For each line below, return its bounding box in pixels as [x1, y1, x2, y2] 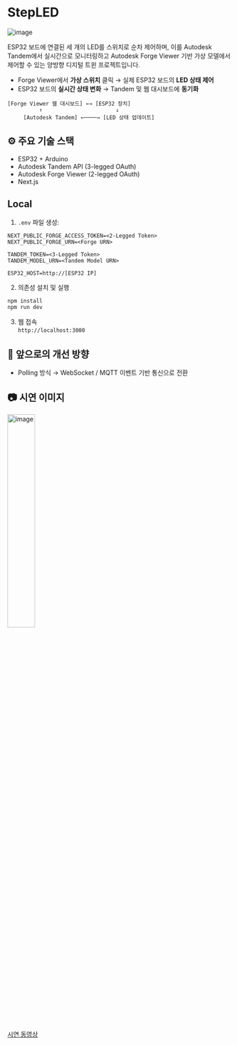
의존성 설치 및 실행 [17, 283, 70, 291]
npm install [7, 297, 43, 304]
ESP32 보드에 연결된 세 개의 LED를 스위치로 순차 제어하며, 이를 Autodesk [7, 42, 212, 51]
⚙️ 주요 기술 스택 [7, 135, 75, 147]
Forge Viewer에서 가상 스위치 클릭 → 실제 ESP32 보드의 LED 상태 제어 [17, 76, 214, 84]
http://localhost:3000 [17, 327, 85, 334]
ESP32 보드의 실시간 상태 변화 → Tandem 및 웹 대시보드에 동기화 [17, 84, 199, 93]
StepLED [7, 4, 59, 21]
